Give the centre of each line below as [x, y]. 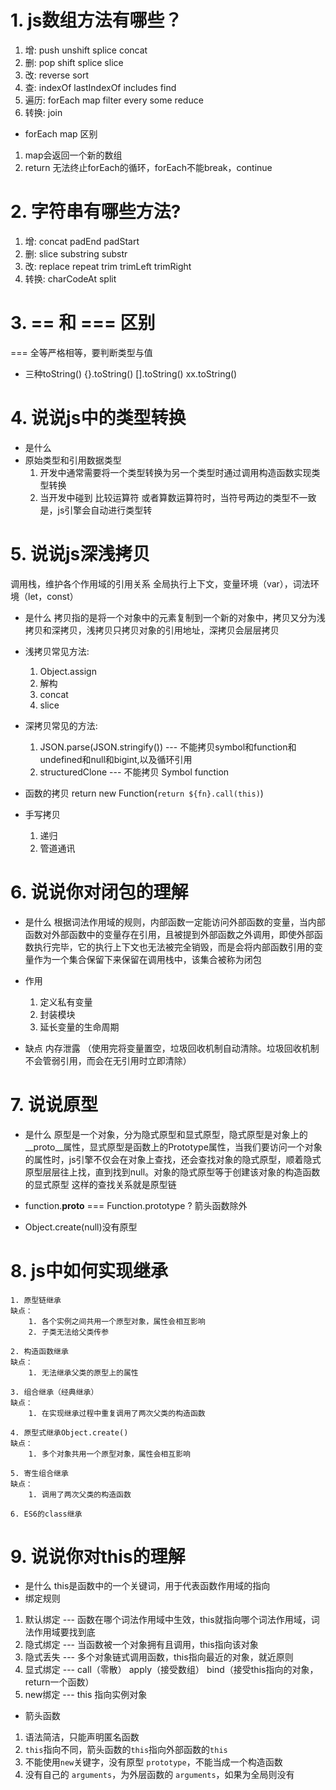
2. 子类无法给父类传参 [69, 1332]
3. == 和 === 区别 [83, 323]
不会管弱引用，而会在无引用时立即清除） [108, 1060]
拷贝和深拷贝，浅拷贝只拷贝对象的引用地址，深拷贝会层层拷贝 [152, 630]
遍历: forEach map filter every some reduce [114, 100]
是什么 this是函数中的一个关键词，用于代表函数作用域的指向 [147, 1586]
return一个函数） [59, 1682]
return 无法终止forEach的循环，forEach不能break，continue [148, 167]
